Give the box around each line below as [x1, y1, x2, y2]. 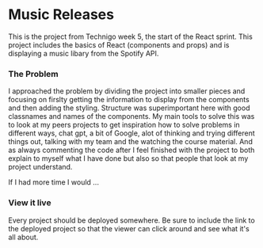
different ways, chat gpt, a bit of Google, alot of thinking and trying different [8, 128, 255, 138]
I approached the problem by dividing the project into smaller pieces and [8, 86, 246, 96]
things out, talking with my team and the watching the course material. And [8, 137, 253, 147]
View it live [8, 197, 51, 208]
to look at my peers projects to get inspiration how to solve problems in [8, 120, 240, 130]
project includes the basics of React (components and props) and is [8, 40, 230, 49]
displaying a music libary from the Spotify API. [8, 48, 159, 58]
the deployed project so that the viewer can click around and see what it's [8, 223, 250, 233]
